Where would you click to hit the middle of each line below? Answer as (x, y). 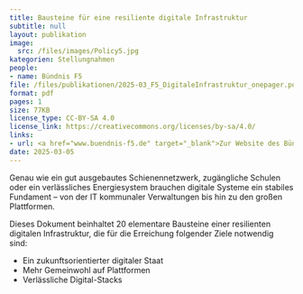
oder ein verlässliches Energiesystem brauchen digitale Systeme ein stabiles (151, 187)
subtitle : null (38, 26)
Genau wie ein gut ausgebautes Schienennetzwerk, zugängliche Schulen (145, 178)
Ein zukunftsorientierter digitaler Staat (93, 260)
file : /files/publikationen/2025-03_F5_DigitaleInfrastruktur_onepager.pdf (155, 85)
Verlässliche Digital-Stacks (72, 280)
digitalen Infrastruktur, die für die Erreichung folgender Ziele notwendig (142, 233)
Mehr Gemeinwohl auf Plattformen (86, 270)
